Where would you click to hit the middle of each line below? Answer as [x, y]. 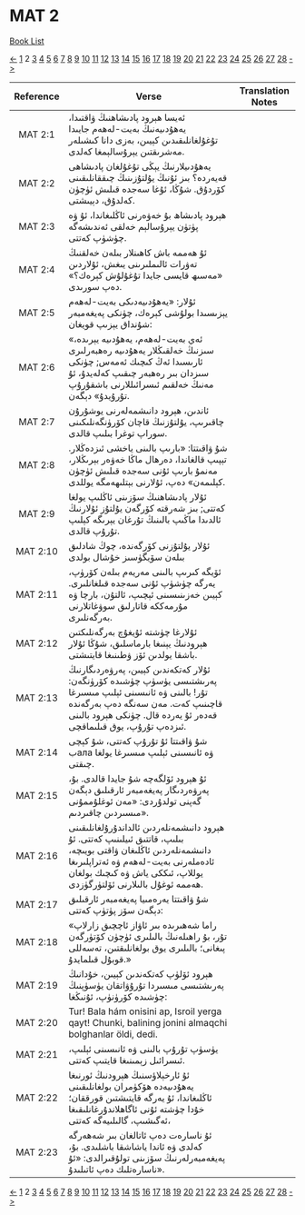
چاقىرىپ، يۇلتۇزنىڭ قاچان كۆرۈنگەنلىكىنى [146, 422]
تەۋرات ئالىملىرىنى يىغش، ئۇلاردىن [133, 264]
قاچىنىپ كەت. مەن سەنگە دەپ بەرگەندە [145, 703]
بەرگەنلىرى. [90, 617]
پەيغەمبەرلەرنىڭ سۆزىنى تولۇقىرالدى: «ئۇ [147, 1158]
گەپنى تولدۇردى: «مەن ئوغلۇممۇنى [134, 801]
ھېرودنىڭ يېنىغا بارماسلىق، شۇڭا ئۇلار [138, 643]
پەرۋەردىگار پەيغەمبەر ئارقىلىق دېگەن [138, 790]
